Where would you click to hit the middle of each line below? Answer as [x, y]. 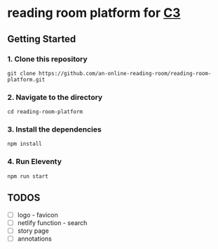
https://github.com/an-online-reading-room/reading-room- [125, 73]
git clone [22, 73]
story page [33, 231]
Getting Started [42, 39]
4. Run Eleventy [34, 162]
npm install [25, 144]
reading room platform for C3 [94, 13]
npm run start [28, 176]
